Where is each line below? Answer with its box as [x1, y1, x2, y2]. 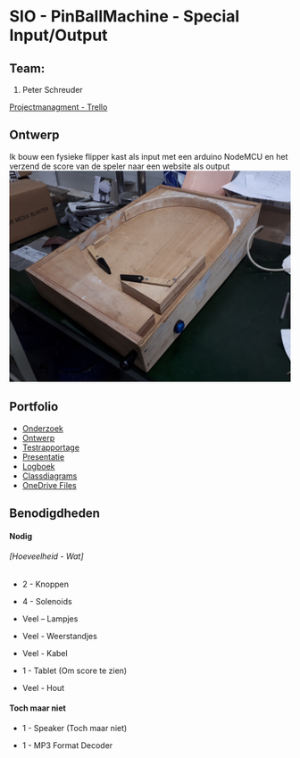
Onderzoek [21, 422, 64, 434]
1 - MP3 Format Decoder [21, 740, 113, 751]
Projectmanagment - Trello [9, 102, 108, 112]
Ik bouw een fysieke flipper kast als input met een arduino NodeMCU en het [9, 151, 288, 162]
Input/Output [9, 25, 109, 46]
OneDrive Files [21, 479, 78, 490]
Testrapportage [21, 442, 80, 453]
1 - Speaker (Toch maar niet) [21, 723, 128, 734]
